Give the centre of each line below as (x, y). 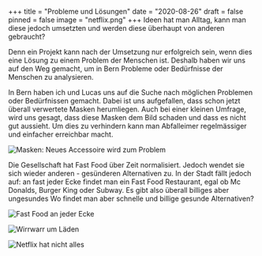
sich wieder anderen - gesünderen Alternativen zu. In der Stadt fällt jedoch (130, 173)
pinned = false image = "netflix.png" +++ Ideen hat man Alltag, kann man (127, 20)
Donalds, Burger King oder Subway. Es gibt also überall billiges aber (119, 190)
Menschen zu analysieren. (51, 77)
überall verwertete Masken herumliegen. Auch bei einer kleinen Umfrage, (127, 109)
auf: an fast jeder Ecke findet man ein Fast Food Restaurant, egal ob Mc (124, 182)
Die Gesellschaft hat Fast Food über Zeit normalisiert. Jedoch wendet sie (126, 165)
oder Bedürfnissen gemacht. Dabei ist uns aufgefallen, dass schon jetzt (124, 101)
